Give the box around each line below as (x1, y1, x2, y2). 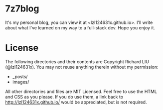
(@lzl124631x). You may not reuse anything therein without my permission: (5, 64, 159, 70)
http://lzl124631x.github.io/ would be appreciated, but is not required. (5, 99, 147, 105)
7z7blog (5, 3, 39, 14)
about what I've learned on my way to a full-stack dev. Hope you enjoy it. (5, 24, 156, 30)
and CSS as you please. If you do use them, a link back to (5, 94, 124, 100)
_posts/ (12, 73, 28, 80)
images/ (12, 79, 29, 85)
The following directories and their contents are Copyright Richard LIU (5, 58, 150, 65)
